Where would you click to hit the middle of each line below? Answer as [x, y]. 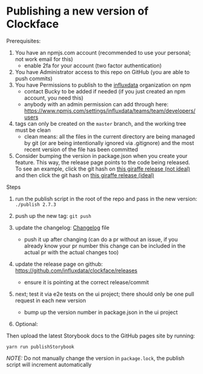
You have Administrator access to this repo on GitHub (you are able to [102, 72]
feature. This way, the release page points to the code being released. [102, 162]
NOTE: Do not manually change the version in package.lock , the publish [95, 358]
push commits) [34, 78]
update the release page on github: [59, 264]
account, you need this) [54, 98]
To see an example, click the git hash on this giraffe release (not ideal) [103, 169]
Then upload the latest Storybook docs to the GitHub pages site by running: [101, 336]
